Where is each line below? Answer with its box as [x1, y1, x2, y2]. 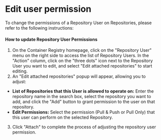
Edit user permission [5, 3, 92, 15]
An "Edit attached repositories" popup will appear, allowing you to [12, 73, 146, 79]
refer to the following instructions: [5, 25, 74, 31]
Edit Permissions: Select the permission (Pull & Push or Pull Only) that [12, 109, 155, 115]
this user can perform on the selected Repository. [12, 114, 113, 120]
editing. [12, 68, 28, 74]
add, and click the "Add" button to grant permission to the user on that [12, 99, 155, 105]
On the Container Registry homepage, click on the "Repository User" [12, 47, 152, 53]
